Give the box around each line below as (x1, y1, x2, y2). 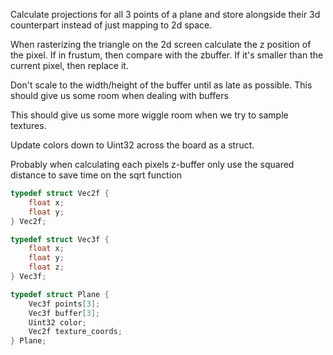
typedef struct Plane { (10, 289, 110, 299)
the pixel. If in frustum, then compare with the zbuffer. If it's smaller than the (10, 49, 324, 61)
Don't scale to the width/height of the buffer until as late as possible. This (10, 79, 313, 91)
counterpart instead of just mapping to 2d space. (10, 19, 213, 31)
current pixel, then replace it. (10, 60, 129, 71)
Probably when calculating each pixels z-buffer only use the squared (10, 159, 295, 170)
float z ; (28, 262, 65, 273)
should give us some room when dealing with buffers (10, 90, 229, 101)
